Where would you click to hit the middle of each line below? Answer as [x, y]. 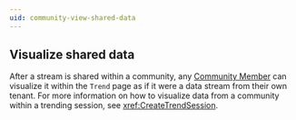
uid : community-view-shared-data [73, 18]
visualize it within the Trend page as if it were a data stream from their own [148, 86]
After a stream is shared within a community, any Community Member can [148, 76]
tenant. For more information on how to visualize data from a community [144, 95]
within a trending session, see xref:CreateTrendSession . [114, 105]
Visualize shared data [72, 55]
